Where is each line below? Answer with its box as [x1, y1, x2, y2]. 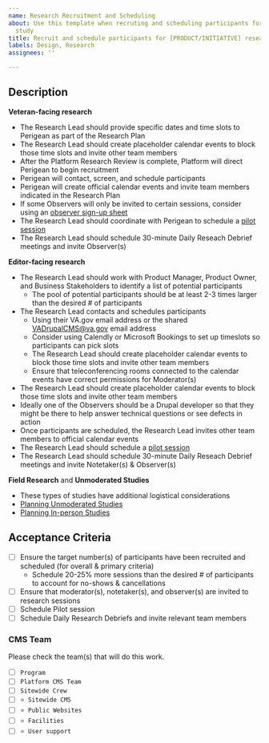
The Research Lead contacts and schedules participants [19, 306, 207, 316]
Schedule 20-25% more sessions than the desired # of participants [31, 569, 255, 579]
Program [19, 669, 46, 677]
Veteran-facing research [8, 106, 92, 116]
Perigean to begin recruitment [19, 165, 119, 175]
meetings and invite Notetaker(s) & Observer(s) [19, 460, 176, 469]
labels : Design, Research [8, 42, 94, 50]
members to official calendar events [19, 434, 139, 444]
